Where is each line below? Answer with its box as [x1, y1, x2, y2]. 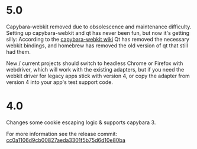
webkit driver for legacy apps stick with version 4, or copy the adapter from [6, 72, 190, 79]
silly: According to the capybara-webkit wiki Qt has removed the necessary [6, 35, 189, 43]
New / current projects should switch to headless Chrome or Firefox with [6, 60, 183, 67]
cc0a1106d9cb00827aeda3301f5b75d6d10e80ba [6, 137, 126, 144]
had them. [6, 48, 31, 55]
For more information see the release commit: [6, 130, 117, 137]
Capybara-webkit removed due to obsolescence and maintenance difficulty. [6, 23, 192, 30]
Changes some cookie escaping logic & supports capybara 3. [6, 119, 156, 126]
